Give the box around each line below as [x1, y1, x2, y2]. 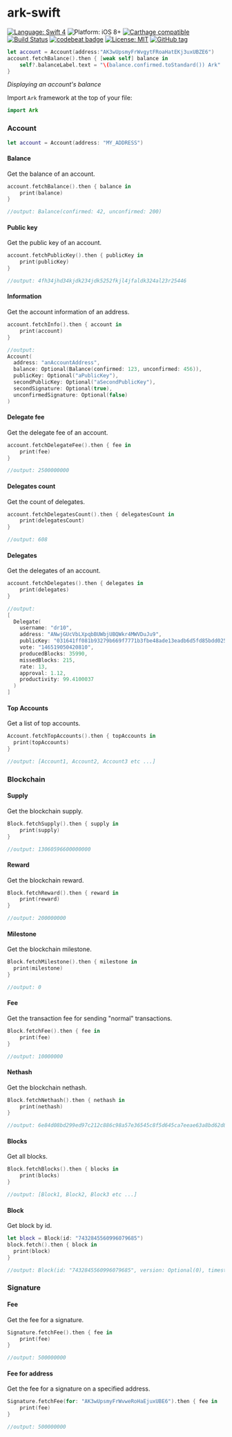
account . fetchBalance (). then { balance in [7, 183, 131, 190]
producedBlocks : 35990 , [19, 650, 88, 657]
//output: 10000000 [7, 1053, 64, 1060]
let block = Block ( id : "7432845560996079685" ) [7, 1235, 144, 1242]
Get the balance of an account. [7, 170, 95, 178]
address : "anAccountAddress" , [13, 359, 100, 366]
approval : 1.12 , [19, 669, 67, 676]
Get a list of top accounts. [7, 719, 81, 727]
